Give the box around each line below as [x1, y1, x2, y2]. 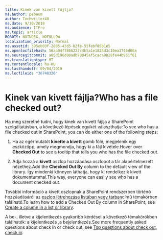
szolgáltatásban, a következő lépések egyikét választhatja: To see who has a [5, 123, 158, 130]
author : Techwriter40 [5, 16, 49, 21]
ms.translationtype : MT [5, 57, 54, 62]
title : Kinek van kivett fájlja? [5, 7, 73, 12]
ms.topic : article [5, 30, 43, 35]
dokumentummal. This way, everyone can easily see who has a [12, 174, 139, 180]
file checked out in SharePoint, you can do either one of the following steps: [5, 129, 158, 135]
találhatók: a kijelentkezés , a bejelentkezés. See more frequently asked [5, 219, 147, 225]
